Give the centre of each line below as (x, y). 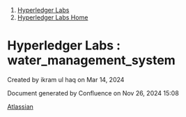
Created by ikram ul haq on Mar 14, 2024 (66, 79)
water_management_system (91, 60)
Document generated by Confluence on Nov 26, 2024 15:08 (93, 93)
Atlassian (20, 107)
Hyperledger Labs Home (53, 17)
